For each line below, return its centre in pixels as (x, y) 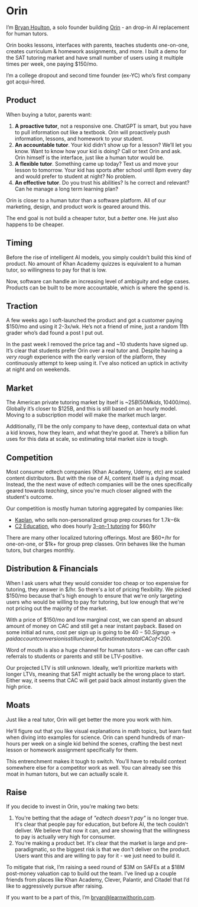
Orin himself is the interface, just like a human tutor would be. (89, 157)
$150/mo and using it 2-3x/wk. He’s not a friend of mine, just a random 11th (98, 327)
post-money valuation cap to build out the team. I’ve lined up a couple (91, 873)
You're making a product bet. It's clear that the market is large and (95, 843)
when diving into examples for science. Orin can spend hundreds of (89, 737)
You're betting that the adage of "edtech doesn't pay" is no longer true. (102, 818)
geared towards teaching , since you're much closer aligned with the (89, 490)
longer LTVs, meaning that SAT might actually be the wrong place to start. (96, 674)
